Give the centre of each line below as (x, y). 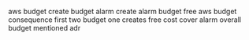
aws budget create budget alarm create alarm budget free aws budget (123, 11)
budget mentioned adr (45, 28)
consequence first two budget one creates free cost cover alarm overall (125, 20)
